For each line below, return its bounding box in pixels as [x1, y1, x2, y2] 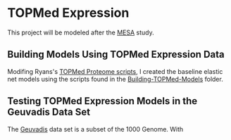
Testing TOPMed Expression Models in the [7, 95, 198, 107]
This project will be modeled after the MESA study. [7, 28, 154, 37]
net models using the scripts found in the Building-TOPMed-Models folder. [7, 75, 223, 83]
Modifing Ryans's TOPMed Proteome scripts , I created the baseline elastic [7, 67, 223, 75]
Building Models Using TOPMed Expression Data [7, 49, 225, 61]
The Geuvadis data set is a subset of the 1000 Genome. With [7, 125, 184, 133]
